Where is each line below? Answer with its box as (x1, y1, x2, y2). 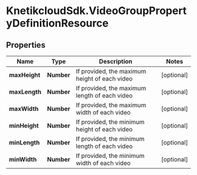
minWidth (9, 156, 37, 163)
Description (98, 58, 133, 65)
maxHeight (9, 71, 40, 79)
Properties (6, 40, 46, 50)
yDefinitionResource (6, 16, 109, 30)
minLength (9, 139, 40, 146)
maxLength (9, 88, 42, 96)
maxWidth (9, 105, 39, 113)
